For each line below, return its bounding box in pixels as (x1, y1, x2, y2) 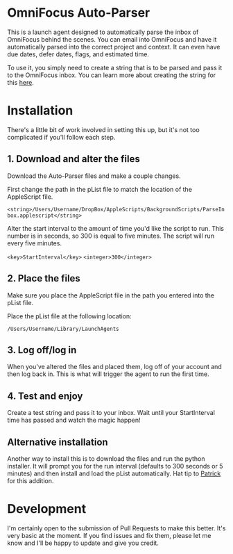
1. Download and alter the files (7, 153, 140, 165)
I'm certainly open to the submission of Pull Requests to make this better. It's (7, 523, 226, 532)
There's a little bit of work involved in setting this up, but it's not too (7, 125, 200, 133)
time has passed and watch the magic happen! (7, 416, 141, 425)
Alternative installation (7, 436, 109, 448)
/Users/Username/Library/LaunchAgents (7, 325, 119, 332)
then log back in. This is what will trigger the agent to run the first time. (7, 370, 209, 378)
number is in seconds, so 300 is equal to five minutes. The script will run (7, 231, 215, 240)
